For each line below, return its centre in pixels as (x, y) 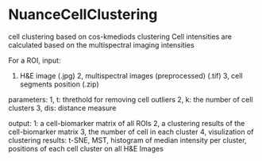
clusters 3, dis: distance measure (62, 108)
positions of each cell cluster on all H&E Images (86, 148)
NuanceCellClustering (83, 15)
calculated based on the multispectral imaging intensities (101, 44)
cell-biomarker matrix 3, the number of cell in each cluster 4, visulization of (131, 132)
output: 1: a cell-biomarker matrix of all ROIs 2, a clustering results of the (127, 123)
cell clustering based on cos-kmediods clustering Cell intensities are (120, 36)
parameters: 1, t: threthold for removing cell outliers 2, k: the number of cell (131, 99)
